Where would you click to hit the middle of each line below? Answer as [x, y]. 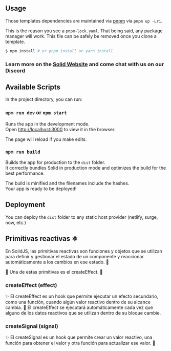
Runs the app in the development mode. [47, 124]
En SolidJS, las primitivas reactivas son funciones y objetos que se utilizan [84, 251]
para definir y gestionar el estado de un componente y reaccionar [75, 256]
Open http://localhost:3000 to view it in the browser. [60, 129]
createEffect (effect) [31, 285]
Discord [15, 70]
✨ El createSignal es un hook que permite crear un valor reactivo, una [79, 337]
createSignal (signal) [32, 326]
